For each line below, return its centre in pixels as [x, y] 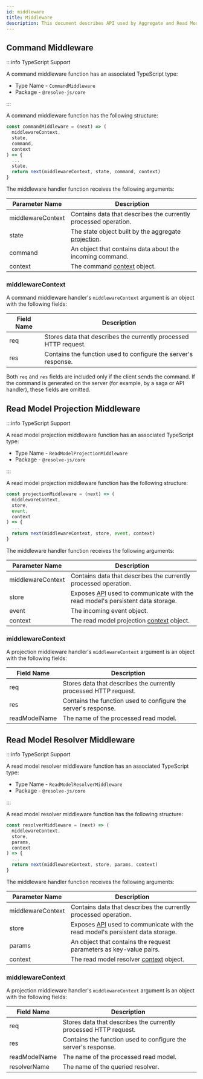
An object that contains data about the [125, 249]
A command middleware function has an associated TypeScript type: [92, 74]
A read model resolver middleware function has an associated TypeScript [98, 766]
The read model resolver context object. [127, 959]
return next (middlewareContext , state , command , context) [86, 172]
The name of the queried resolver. [111, 1067]
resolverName [29, 1067]
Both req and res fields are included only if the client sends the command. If [101, 377]
